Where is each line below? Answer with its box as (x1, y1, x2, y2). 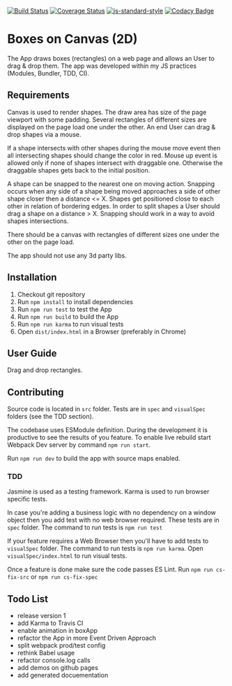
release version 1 (17, 612, 66, 620)
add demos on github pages (17, 664, 99, 672)
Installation (7, 271, 57, 283)
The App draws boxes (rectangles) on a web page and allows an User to (7, 54, 215, 62)
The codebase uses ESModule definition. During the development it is (7, 426, 208, 434)
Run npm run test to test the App (17, 305, 113, 313)
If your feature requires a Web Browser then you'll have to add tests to (7, 537, 209, 545)
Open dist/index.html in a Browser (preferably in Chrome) (17, 327, 187, 336)
